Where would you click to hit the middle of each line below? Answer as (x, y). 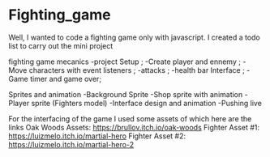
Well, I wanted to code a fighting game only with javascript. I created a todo (135, 37)
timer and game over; (66, 78)
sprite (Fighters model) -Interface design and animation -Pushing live (146, 103)
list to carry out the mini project (61, 45)
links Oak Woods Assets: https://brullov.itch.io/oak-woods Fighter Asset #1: (134, 127)
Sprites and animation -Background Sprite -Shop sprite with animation (126, 94)
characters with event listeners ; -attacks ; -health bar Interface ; (137, 70)
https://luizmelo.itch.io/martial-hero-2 (71, 144)
